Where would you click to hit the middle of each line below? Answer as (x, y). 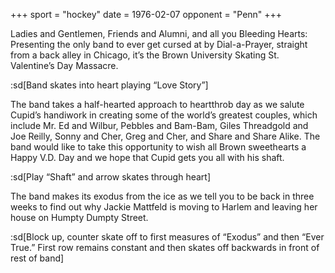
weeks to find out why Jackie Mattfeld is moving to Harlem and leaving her (164, 207)
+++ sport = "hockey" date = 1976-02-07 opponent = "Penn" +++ (146, 14)
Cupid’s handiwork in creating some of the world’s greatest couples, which (164, 115)
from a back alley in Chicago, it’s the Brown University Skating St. (145, 55)
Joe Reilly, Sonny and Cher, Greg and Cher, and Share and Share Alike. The (165, 136)
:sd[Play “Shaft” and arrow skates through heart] (110, 177)
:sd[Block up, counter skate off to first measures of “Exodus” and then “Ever (167, 237)
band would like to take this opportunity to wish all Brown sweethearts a (158, 147)
